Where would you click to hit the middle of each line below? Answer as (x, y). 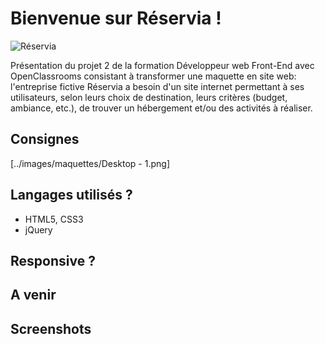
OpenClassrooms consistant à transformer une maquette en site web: (153, 76)
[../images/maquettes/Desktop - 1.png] (90, 163)
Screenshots (51, 328)
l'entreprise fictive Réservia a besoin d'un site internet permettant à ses (157, 86)
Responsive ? (53, 260)
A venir (33, 295)
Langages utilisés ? (71, 195)
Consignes (45, 139)
